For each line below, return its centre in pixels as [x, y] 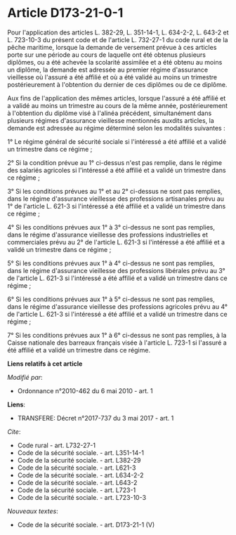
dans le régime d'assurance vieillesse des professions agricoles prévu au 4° [118, 306]
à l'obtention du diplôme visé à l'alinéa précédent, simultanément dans [110, 113]
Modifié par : [25, 377]
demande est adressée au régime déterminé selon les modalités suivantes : [117, 128]
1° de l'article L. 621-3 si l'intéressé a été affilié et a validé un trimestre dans [117, 206]
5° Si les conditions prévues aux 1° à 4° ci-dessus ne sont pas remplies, [111, 263]
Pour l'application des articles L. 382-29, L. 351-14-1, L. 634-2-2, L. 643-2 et [118, 32]
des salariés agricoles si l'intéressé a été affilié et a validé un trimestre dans [117, 170]
